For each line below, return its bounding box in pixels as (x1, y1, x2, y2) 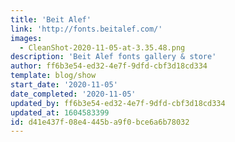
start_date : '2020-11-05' (10, 80, 118, 90)
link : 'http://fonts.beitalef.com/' (10, 24, 163, 34)
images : (10, 33, 43, 43)
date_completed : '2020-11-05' (10, 89, 137, 99)
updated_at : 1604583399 (10, 107, 110, 118)
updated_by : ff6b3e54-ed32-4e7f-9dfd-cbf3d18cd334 (10, 98, 226, 108)
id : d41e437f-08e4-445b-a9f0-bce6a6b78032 (10, 117, 190, 127)
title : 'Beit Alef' (10, 14, 92, 25)
